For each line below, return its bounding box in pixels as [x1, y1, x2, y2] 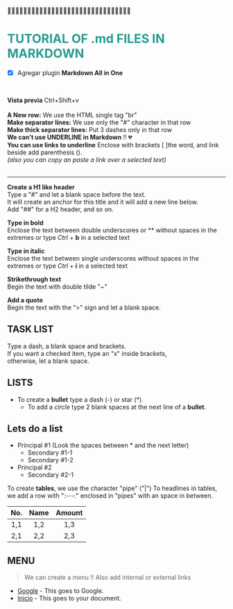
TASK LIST [7, 323, 54, 335]
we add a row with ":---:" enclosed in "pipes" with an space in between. [7, 492, 214, 500]
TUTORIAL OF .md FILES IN [7, 31, 165, 47]
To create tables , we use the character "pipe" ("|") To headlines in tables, [7, 484, 218, 493]
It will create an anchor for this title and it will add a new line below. [7, 198, 199, 206]
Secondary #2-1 [27, 471, 74, 479]
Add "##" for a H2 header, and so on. [7, 205, 114, 213]
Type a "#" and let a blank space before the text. [7, 190, 146, 198]
